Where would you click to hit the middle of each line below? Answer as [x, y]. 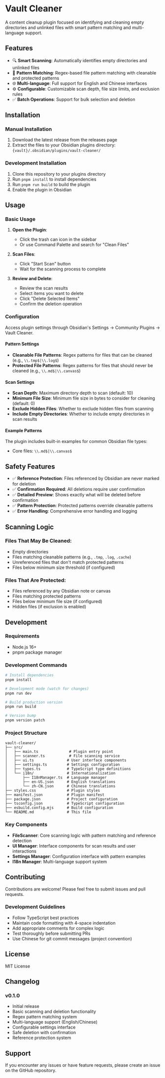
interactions [24, 851]
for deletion [24, 484]
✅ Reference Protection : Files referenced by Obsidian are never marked [86, 479]
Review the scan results [44, 288]
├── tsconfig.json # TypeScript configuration [65, 804]
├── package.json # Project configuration [62, 799]
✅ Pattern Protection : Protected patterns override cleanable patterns [82, 506]
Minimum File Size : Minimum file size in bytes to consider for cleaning [83, 398]
